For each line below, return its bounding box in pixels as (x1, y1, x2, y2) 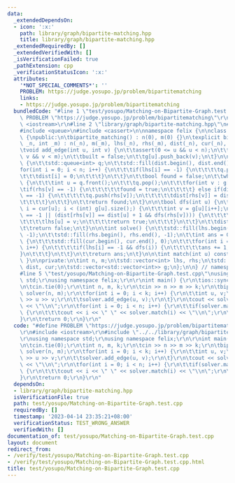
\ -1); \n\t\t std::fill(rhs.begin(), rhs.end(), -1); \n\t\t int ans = (20, 231, 224, 238)
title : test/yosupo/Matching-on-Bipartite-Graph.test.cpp (7, 466, 180, 473)
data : (7, 10, 23, 17)
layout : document (7, 439, 58, 446)
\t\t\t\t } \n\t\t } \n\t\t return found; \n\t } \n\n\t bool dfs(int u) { (20, 199, 218, 206)
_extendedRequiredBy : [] (13, 43, 86, 50)
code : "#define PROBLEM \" (13, 322, 92, 329)
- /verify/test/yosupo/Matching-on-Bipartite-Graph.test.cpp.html (7, 459, 205, 466)
